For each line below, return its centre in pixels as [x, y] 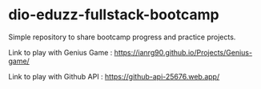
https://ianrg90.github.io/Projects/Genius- [183, 52]
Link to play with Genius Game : [60, 52]
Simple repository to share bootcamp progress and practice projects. [122, 37]
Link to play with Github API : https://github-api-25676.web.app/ [114, 76]
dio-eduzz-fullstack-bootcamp [114, 15]
